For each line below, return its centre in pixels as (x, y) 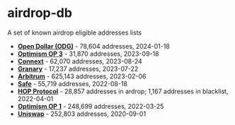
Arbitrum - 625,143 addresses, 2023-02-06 (82, 76)
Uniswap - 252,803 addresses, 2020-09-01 (82, 114)
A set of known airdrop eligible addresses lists (75, 32)
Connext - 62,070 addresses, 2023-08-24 (80, 61)
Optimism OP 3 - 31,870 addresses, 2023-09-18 (88, 54)
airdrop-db (40, 13)
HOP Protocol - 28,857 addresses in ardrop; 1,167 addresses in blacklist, (123, 91)
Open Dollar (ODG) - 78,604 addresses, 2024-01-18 (93, 46)
